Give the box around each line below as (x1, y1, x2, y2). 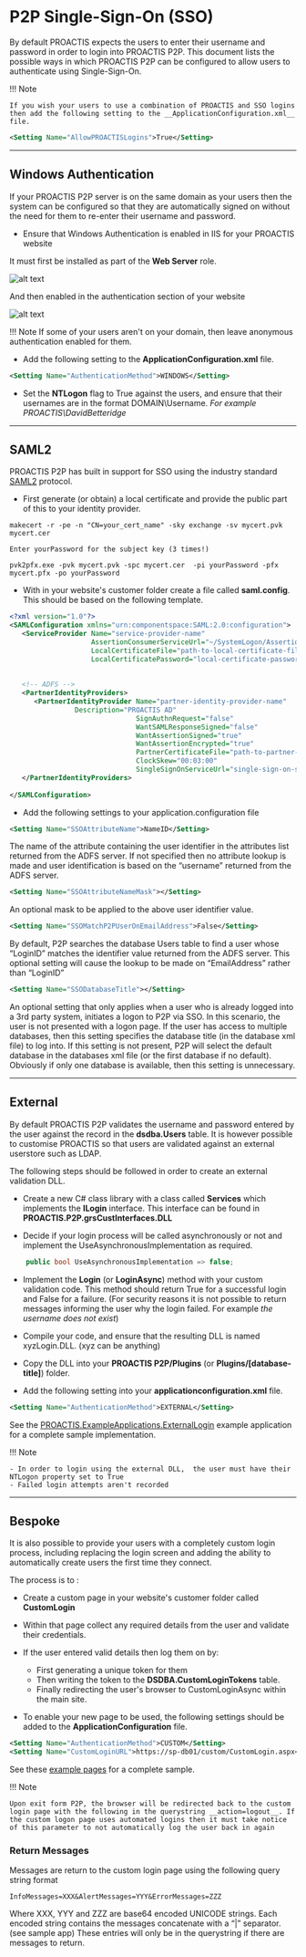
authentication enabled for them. (9, 336, 132, 347)
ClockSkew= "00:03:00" (135, 756, 219, 765)
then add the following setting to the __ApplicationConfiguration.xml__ (9, 109, 296, 118)
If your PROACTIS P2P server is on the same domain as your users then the (9, 191, 292, 202)
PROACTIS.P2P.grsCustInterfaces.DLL (22, 1212, 173, 1223)
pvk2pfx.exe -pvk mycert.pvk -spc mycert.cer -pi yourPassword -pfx (9, 561, 280, 570)
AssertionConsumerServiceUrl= (90, 637, 206, 647)
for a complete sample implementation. (9, 1429, 157, 1440)
